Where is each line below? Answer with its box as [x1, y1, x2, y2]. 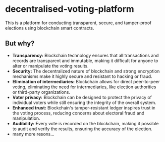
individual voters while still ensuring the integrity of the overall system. [12, 100, 157, 106]
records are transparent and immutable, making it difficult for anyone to [12, 58, 159, 64]
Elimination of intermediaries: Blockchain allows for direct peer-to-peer [12, 78, 160, 84]
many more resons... [12, 131, 55, 137]
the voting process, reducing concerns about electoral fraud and [12, 110, 145, 116]
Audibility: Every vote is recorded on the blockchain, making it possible [12, 120, 159, 126]
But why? [5, 39, 35, 48]
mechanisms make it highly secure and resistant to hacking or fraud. [12, 73, 153, 79]
